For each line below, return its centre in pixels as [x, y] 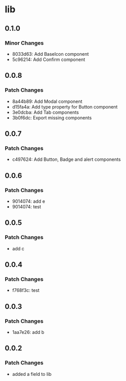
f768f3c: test [26, 290]
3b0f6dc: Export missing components [52, 118]
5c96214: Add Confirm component [48, 59]
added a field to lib [32, 374]
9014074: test [27, 206]
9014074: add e [29, 201]
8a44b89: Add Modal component [47, 101]
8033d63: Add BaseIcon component [51, 54]
